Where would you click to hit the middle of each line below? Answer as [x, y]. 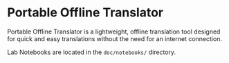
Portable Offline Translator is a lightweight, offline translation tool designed [114, 32]
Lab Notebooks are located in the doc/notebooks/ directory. [92, 52]
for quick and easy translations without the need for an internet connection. [115, 38]
